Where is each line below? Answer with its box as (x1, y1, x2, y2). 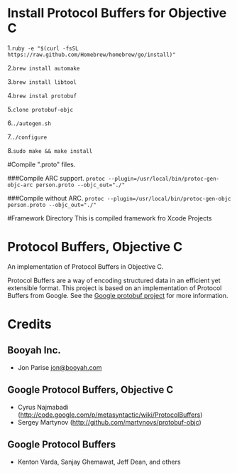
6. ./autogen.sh (7, 119, 52, 127)
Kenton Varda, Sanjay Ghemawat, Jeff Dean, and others (17, 457, 181, 466)
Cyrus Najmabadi (17, 403, 69, 411)
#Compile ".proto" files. (7, 160, 76, 169)
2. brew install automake (7, 63, 80, 72)
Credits (7, 317, 52, 332)
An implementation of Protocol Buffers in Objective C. (7, 262, 164, 271)
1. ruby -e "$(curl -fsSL (7, 43, 79, 52)
